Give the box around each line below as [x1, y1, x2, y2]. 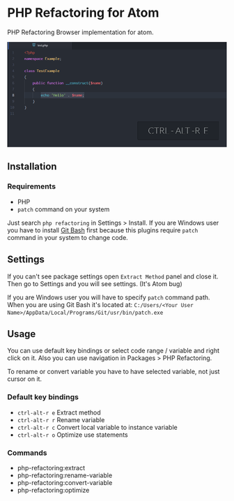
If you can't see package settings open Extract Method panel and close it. [7, 272, 219, 281]
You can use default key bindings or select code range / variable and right [7, 347, 220, 355]
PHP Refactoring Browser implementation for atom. [7, 28, 154, 36]
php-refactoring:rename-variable [17, 471, 113, 479]
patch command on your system [17, 204, 110, 214]
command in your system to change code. [7, 233, 129, 241]
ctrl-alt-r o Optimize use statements [17, 431, 128, 439]
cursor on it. [7, 375, 42, 383]
